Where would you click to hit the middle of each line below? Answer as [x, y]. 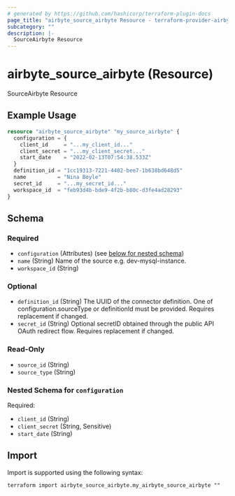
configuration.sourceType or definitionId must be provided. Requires [116, 309]
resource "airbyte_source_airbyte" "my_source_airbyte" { [93, 131]
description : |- [31, 33]
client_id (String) [43, 419]
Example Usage [42, 116]
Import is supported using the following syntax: [75, 472]
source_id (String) [43, 365]
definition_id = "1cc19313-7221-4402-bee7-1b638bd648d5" [98, 171]
